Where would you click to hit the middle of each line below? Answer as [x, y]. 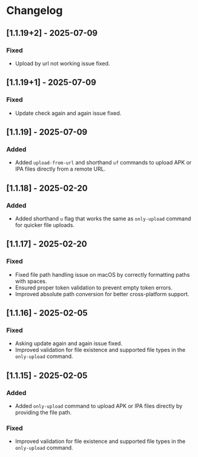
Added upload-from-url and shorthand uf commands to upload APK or [103, 163]
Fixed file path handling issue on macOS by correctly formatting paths [102, 274]
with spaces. [31, 281]
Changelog [35, 11]
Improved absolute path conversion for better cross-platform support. [102, 294]
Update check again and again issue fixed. [68, 113]
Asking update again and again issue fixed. [69, 344]
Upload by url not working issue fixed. [62, 63]
